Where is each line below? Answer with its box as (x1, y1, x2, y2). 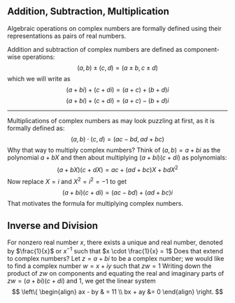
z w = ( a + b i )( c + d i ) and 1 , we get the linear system (7, 276, 156, 285)
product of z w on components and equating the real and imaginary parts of (7, 269, 225, 277)
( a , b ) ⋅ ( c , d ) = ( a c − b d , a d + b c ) (71, 134, 164, 143)
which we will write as (7, 74, 71, 83)
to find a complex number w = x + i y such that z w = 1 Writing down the (7, 262, 212, 270)
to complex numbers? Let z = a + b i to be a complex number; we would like (7, 254, 225, 262)
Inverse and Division (7, 220, 99, 232)
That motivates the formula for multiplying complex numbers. (7, 199, 184, 208)
